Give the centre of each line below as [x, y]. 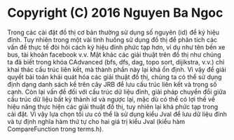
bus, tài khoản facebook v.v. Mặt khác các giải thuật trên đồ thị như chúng [115, 55]
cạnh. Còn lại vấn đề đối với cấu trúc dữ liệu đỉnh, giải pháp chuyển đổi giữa [117, 92]
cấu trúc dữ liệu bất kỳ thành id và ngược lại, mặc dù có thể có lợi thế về [111, 99]
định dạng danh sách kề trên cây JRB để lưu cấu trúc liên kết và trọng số [112, 84]
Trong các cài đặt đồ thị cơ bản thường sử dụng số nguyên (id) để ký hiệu [113, 32]
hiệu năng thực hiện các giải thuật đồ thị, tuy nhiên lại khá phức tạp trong [113, 106]
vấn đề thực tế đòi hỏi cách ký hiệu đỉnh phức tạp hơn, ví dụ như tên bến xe [116, 47]
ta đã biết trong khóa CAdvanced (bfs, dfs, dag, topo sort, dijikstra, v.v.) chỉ [116, 62]
